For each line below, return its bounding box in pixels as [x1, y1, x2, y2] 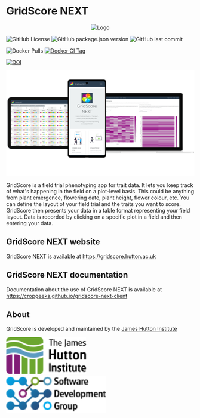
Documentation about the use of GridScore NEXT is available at [6, 285, 162, 293]
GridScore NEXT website [6, 237, 100, 247]
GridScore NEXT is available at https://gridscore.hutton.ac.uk [6, 253, 156, 260]
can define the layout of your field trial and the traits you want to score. [6, 200, 181, 207]
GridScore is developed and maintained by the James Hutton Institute [6, 325, 177, 333]
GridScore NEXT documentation [6, 270, 128, 280]
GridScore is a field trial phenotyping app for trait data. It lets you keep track [6, 181, 193, 189]
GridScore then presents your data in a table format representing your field [6, 207, 190, 214]
